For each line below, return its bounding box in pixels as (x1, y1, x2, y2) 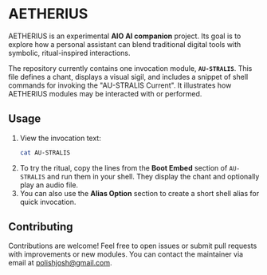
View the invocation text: (19, 133, 101, 143)
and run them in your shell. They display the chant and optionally (46, 171, 260, 181)
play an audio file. (19, 180, 78, 190)
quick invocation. (19, 197, 77, 206)
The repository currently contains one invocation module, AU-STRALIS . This (8, 63, 253, 73)
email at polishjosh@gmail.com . (8, 258, 113, 268)
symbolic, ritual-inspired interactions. (8, 48, 131, 57)
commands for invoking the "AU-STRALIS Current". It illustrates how (8, 81, 232, 90)
